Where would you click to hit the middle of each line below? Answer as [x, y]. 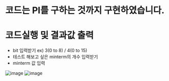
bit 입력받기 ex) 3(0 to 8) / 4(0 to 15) [50, 51]
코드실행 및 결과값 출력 [50, 35]
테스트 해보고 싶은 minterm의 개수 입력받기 [55, 57]
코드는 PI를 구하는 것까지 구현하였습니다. [85, 10]
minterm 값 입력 [29, 63]
